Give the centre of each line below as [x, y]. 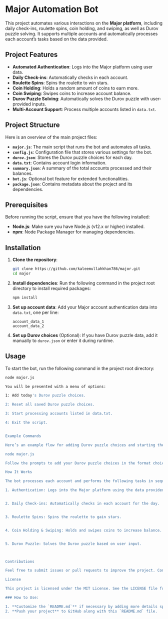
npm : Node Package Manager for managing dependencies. [73, 232]
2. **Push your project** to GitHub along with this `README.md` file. [81, 611]
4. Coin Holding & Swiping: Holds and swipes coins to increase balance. [84, 530]
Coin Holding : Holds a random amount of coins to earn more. [75, 88]
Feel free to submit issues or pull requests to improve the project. [80, 570]
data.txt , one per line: [35, 312]
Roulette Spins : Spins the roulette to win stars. [60, 82]
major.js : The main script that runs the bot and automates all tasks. [82, 146]
